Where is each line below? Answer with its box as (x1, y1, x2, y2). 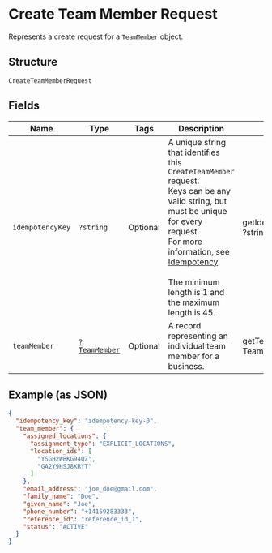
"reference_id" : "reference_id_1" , (23, 515, 143, 523)
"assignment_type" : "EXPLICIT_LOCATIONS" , (29, 439, 176, 448)
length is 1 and (168, 286, 225, 298)
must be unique (168, 205, 227, 216)
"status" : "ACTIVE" (23, 522, 89, 531)
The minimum (168, 276, 220, 288)
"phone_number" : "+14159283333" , (23, 508, 136, 516)
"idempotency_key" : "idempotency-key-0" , (15, 417, 158, 426)
